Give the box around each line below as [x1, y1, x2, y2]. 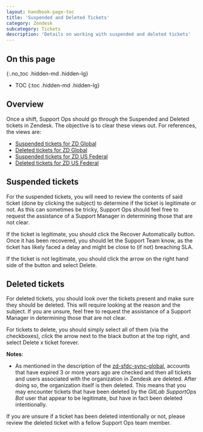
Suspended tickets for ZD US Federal [15, 153, 108, 160]
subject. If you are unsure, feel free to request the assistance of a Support [6, 308, 191, 315]
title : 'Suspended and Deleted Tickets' [6, 15, 110, 21]
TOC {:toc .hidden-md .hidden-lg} [15, 81, 100, 88]
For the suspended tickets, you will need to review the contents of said [6, 193, 183, 200]
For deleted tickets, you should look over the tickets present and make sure [6, 295, 194, 302]
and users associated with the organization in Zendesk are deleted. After [15, 375, 197, 382]
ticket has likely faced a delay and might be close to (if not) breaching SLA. [6, 243, 194, 250]
